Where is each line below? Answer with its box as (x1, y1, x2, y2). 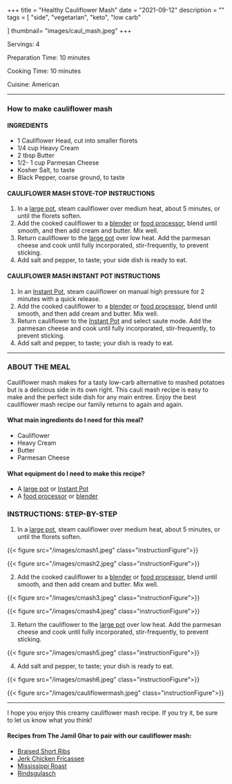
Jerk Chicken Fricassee (17, 754, 85, 763)
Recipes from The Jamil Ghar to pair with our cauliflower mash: (7, 731, 192, 740)
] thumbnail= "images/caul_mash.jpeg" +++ (7, 27, 132, 35)
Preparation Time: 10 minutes (7, 53, 90, 62)
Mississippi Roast (17, 761, 67, 770)
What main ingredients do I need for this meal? (7, 416, 144, 424)
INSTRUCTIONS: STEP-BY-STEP (7, 509, 117, 519)
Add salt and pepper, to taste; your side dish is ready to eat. (17, 256, 188, 264)
